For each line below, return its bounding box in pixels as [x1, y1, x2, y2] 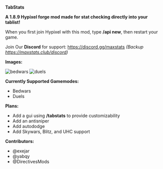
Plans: [5, 103, 19, 109]
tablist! [5, 19, 21, 25]
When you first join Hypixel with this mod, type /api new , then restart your [5, 29, 158, 34]
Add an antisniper [12, 118, 49, 124]
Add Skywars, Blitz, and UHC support [12, 128, 90, 134]
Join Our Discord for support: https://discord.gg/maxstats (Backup [5, 44, 144, 49]
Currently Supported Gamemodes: [5, 78, 79, 84]
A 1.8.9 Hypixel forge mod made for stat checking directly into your [5, 14, 148, 19]
